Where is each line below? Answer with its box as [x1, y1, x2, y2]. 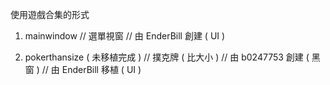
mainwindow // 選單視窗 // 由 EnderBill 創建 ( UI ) [24, 30, 226, 42]
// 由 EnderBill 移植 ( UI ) [41, 64, 142, 75]
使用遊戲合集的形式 [10, 9, 90, 20]
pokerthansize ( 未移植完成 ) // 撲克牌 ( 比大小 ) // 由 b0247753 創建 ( [24, 51, 310, 63]
